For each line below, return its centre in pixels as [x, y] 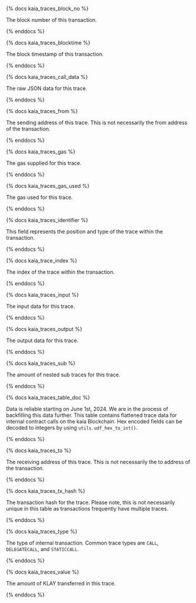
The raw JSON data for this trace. [47, 88]
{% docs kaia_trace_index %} [42, 261]
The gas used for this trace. [40, 197]
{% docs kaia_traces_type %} [42, 531]
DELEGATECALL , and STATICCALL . [43, 549]
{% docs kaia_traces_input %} [43, 295]
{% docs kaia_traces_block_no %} [48, 9]
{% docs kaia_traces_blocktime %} [48, 43]
